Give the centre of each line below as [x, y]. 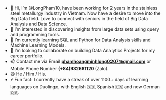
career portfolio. [27, 56]
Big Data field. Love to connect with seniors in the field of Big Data [79, 18]
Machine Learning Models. [38, 45]
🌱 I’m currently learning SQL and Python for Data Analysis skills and [80, 40]
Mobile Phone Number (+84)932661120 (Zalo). [60, 69]
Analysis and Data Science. [38, 24]
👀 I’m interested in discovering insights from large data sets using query [85, 29]
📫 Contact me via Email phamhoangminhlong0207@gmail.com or [80, 61]
